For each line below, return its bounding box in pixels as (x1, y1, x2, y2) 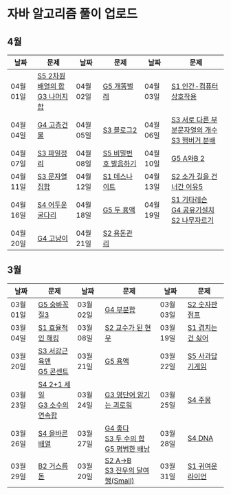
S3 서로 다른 (170, 115, 210, 124)
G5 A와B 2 (170, 154, 205, 163)
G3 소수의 (38, 400, 69, 410)
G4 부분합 (104, 305, 136, 314)
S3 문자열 (37, 172, 67, 181)
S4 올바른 (38, 428, 69, 438)
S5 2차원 (37, 71, 66, 80)
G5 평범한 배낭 (104, 444, 150, 454)
